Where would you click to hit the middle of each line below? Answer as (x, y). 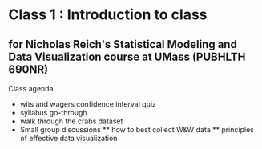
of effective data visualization (69, 138)
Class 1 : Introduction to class (108, 15)
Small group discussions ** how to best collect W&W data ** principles (137, 129)
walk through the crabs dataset (71, 121)
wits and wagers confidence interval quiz (88, 104)
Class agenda (31, 89)
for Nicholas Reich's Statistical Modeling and (123, 44)
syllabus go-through (53, 113)
